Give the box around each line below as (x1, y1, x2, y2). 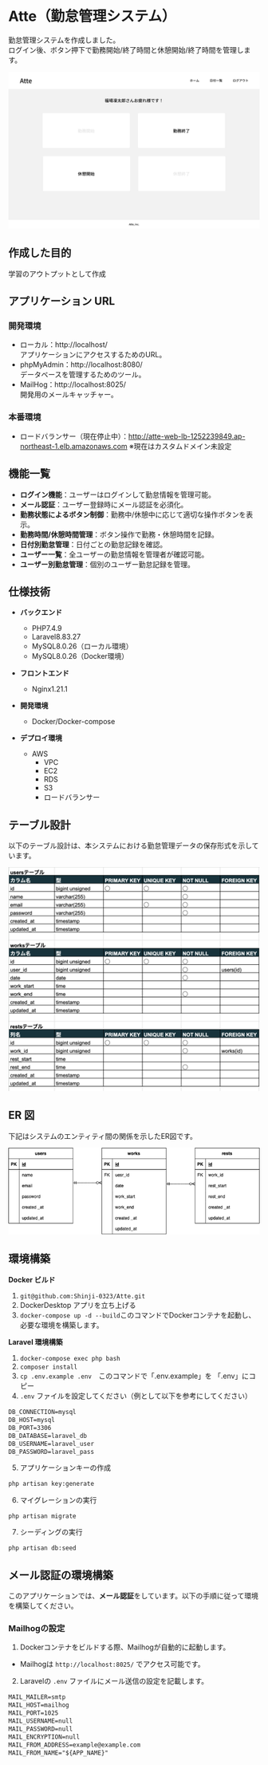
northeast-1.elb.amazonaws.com (19, 441, 128, 451)
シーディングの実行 (19, 1527, 83, 1537)
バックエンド (19, 608, 62, 617)
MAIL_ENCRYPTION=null (8, 1733, 81, 1741)
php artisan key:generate (8, 1479, 94, 1487)
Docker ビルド (8, 1275, 56, 1284)
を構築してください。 (8, 1601, 78, 1611)
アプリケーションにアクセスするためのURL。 (19, 350, 167, 360)
